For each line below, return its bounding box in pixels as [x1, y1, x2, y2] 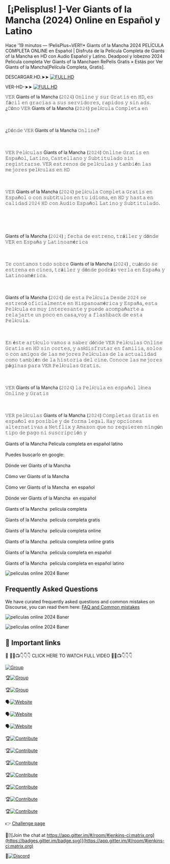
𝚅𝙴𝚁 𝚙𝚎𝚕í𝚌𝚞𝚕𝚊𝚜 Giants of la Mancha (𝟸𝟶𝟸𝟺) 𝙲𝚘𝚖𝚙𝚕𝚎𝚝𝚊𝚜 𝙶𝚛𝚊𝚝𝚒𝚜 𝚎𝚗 [5, 412, 159, 418]
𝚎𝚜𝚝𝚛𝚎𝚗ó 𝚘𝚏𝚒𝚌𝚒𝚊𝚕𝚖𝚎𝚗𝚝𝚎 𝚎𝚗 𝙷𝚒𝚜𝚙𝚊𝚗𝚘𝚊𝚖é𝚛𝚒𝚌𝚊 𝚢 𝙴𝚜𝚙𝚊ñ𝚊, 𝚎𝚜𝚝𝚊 [5, 300, 158, 306]
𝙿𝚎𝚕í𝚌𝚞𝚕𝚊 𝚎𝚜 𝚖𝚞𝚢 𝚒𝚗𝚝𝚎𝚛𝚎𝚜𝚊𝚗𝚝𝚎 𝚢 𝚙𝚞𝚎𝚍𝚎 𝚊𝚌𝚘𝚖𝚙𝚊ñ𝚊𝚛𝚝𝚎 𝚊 [5, 306, 144, 312]
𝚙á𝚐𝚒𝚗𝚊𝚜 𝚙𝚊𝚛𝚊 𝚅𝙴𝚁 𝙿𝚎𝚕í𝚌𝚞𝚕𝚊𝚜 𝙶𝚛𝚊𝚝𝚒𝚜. [5, 362, 101, 369]
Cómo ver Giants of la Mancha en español [5, 484, 95, 490]
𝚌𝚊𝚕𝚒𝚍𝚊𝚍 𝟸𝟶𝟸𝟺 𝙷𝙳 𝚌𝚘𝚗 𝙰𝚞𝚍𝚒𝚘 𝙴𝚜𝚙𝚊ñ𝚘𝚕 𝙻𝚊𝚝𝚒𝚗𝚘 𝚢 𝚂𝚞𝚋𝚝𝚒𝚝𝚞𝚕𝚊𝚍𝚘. [5, 200, 160, 206]
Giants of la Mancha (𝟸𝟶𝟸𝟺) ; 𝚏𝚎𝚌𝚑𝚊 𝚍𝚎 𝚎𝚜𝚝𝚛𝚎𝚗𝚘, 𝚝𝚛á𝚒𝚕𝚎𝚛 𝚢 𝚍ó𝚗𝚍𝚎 [5, 233, 159, 239]
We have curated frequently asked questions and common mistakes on [5, 598, 155, 604]
